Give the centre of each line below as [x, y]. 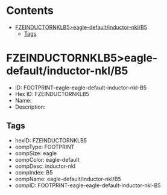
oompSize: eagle [36, 153]
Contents [30, 11]
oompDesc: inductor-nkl [45, 166]
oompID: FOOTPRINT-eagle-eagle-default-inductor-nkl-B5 [88, 185]
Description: [30, 107]
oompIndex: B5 [34, 172]
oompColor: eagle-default [47, 159]
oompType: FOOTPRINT [45, 147]
